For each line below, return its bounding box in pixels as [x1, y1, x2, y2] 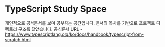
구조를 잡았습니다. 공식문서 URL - [18, 26, 83, 32]
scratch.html [5, 36, 31, 42]
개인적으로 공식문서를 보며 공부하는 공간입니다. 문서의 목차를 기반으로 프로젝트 [5, 20, 155, 26]
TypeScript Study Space [5, 3, 107, 15]
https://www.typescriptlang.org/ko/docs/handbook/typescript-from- [5, 31, 144, 37]
